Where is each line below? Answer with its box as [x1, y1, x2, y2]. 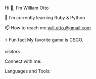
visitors [5, 49, 20, 54]
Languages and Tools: [5, 68, 51, 74]
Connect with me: [5, 58, 41, 64]
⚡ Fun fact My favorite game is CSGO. [5, 37, 84, 43]
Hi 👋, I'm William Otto [5, 5, 49, 11]
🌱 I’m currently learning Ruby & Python [5, 15, 85, 20]
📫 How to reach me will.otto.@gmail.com [5, 25, 91, 30]
